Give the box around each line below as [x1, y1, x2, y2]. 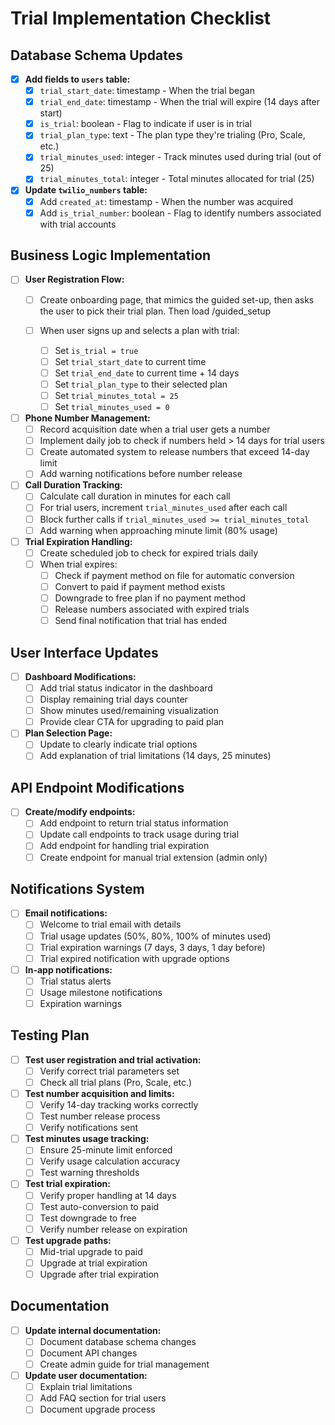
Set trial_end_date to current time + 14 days [54, 367, 240, 379]
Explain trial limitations [39, 1381, 133, 1393]
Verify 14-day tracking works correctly [39, 1099, 199, 1111]
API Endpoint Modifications [10, 779, 185, 796]
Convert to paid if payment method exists [54, 580, 226, 592]
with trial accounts [39, 218, 117, 230]
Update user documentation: [24, 1370, 148, 1382]
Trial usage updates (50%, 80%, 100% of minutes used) [39, 930, 272, 942]
